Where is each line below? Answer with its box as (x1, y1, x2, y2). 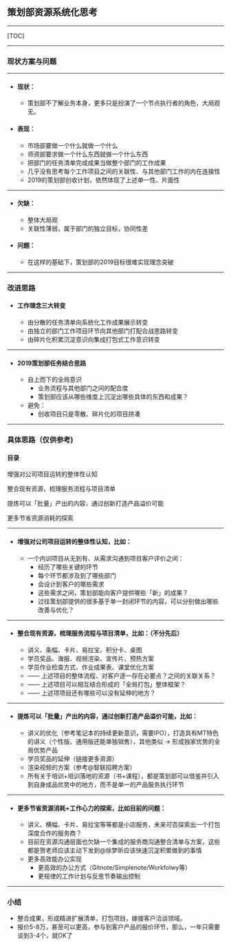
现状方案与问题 (7, 56, 57, 66)
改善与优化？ (37, 605, 74, 614)
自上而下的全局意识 (27, 376, 82, 384)
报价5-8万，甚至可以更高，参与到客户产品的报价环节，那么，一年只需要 (16, 923, 221, 931)
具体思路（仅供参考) (7, 436, 74, 445)
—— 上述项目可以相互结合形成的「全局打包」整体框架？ (27, 680, 186, 688)
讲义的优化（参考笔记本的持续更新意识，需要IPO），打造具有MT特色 (27, 729, 219, 737)
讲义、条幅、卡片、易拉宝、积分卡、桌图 (27, 645, 142, 654)
